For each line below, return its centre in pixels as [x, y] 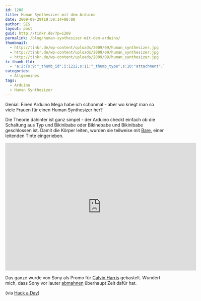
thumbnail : [17, 43]
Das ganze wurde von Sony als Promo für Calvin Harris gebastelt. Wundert [83, 277]
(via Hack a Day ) [22, 293]
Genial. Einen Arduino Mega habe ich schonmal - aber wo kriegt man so [80, 104]
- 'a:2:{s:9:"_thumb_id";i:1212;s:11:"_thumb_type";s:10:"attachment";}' [89, 66]
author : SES [18, 24]
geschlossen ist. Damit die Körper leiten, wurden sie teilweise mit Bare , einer [85, 130]
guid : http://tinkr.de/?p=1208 [38, 33]
